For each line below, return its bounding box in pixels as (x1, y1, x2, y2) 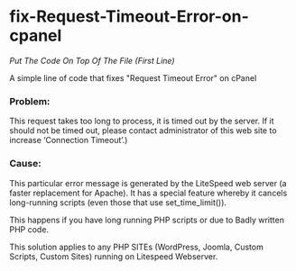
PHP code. (9, 223, 50, 235)
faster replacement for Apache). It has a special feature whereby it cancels (9, 187, 288, 198)
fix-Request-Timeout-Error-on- (9, 6, 250, 27)
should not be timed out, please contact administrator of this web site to (9, 125, 277, 136)
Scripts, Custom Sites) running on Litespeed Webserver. (9, 250, 218, 262)
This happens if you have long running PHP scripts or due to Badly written (9, 214, 284, 225)
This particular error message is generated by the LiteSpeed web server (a (9, 177, 287, 188)
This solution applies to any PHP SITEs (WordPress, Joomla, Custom (9, 241, 264, 252)
